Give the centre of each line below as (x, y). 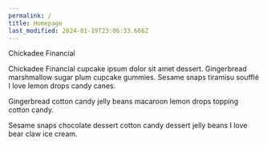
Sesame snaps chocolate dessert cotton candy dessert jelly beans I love (128, 126)
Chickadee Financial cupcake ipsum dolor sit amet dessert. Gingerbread (127, 69)
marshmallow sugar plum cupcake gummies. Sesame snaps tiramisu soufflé (133, 78)
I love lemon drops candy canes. (62, 86)
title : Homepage (35, 23)
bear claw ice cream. (43, 134)
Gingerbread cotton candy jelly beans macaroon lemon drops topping (123, 102)
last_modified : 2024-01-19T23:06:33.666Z (79, 30)
